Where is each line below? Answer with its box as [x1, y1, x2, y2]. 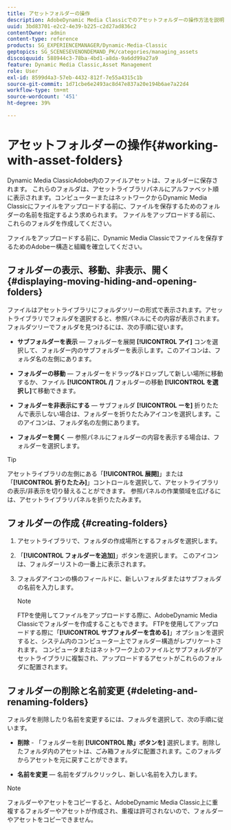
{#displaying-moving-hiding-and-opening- [7, 276, 197, 288]
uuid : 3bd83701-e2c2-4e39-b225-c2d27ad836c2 [7, 23, 137, 30]
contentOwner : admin [7, 29, 67, 36]
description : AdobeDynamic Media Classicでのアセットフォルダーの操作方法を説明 [7, 17, 225, 23]
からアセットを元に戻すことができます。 [16, 756, 132, 764]
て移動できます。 [32, 386, 80, 394]
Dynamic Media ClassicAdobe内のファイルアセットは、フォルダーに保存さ [7, 176, 219, 184]
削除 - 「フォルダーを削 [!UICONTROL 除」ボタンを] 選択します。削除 [16, 738, 215, 747]
